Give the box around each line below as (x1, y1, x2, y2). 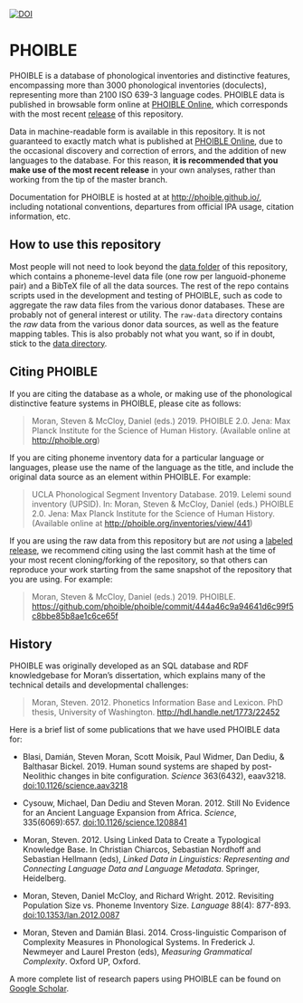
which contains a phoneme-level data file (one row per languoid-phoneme (9, 270, 287, 281)
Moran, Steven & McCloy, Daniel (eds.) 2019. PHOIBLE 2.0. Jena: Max (31, 415, 291, 426)
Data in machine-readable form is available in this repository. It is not (9, 126, 266, 137)
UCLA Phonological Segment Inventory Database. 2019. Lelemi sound (31, 488, 292, 499)
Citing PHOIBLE (9, 364, 98, 380)
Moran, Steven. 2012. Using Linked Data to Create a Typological (22, 835, 260, 846)
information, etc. (9, 211, 71, 222)
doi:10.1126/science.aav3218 (22, 781, 128, 791)
